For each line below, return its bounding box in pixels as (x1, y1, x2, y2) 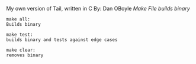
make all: (6, 16, 31, 22)
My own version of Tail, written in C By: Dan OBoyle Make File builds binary (6, 5, 191, 12)
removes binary (6, 52, 44, 58)
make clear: (6, 47, 36, 53)
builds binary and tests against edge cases (6, 37, 118, 43)
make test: (6, 32, 33, 38)
